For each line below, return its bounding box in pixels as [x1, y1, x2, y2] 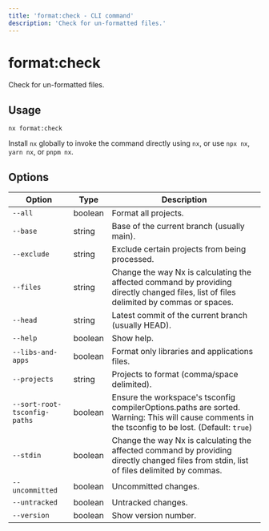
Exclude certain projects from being [111, 243, 247, 255]
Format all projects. [111, 207, 184, 219]
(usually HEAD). [111, 320, 172, 331]
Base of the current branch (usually [111, 221, 245, 232]
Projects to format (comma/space [111, 369, 239, 380]
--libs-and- [12, 348, 58, 357]
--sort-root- [12, 400, 62, 409]
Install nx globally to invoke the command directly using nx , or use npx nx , [8, 139, 251, 148]
